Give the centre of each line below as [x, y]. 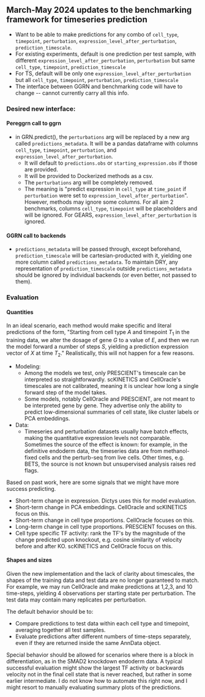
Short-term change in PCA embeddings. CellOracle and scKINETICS [101, 507]
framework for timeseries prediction [77, 20]
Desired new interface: [41, 108]
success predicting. [31, 488]
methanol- [176, 451]
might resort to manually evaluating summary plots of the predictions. [94, 687]
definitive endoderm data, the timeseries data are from [93, 451]
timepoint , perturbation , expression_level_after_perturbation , [96, 41]
